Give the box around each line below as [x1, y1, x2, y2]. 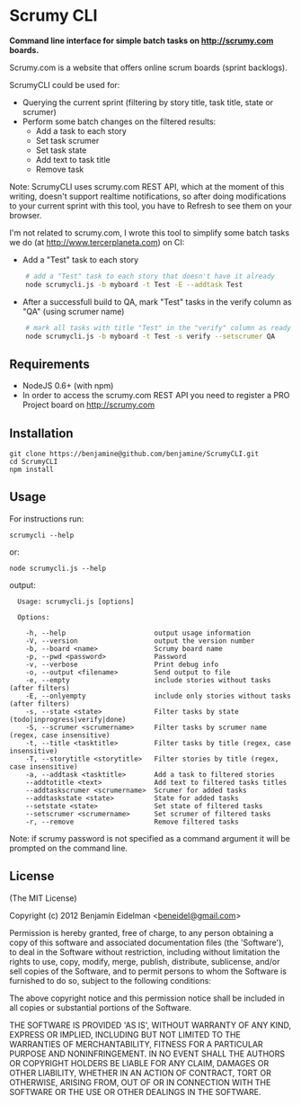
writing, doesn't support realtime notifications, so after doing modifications [9, 191, 287, 201]
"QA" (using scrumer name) [22, 306, 125, 316]
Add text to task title [35, 154, 111, 165]
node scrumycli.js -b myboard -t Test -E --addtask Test [25, 280, 243, 289]
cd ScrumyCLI [9, 458, 58, 467]
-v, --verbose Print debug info [25, 660, 219, 669]
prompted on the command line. [9, 842, 128, 853]
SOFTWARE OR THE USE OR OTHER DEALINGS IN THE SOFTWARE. [9, 1086, 261, 1097]
